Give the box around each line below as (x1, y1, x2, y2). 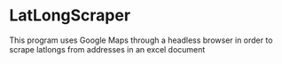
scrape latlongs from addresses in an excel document (9, 44, 206, 54)
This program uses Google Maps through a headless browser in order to (9, 35, 273, 45)
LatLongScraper (9, 5, 131, 26)
